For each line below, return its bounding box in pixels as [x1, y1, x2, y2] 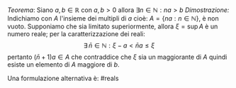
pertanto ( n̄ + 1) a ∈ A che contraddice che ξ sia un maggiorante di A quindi [7, 53, 227, 61]
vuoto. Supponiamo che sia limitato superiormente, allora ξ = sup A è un [7, 22, 218, 31]
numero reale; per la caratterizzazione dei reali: [7, 30, 145, 38]
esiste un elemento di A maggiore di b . [7, 60, 120, 69]
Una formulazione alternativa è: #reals [7, 74, 119, 82]
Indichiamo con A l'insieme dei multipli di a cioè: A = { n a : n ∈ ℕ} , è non [7, 14, 219, 23]
